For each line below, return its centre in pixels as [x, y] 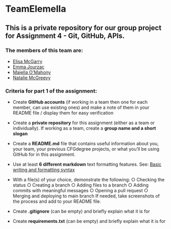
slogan [20, 134]
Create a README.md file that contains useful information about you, [86, 144]
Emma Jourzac [29, 66]
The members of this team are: [44, 50]
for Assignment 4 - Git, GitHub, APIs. [65, 36]
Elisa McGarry [27, 61]
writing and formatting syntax [44, 170]
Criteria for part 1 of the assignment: [51, 91]
